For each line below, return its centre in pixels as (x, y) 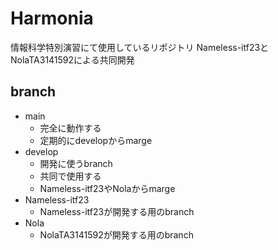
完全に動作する (70, 128)
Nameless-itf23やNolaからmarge (107, 188)
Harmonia (52, 18)
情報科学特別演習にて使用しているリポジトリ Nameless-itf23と (140, 47)
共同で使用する (70, 176)
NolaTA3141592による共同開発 (72, 59)
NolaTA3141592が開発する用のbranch (116, 234)
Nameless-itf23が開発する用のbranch (117, 211)
